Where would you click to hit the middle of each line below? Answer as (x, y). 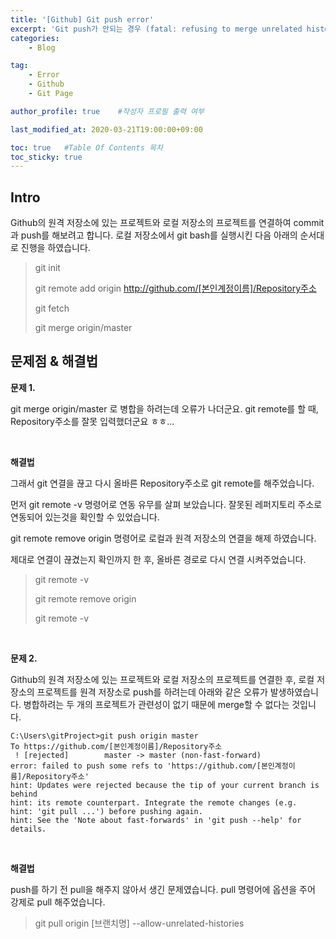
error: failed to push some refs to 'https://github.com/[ (136, 766)
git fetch (52, 308)
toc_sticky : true (46, 157)
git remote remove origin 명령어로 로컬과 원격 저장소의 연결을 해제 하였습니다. (163, 538)
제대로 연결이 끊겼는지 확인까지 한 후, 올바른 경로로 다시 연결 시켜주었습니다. (158, 559)
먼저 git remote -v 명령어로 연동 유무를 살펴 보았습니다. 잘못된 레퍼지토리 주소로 (166, 504)
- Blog (42, 47)
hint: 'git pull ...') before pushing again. (106, 811)
